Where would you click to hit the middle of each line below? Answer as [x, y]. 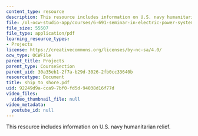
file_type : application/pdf [41, 34]
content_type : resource [35, 11]
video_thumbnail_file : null [46, 99]
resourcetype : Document [35, 77]
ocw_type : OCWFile [29, 55]
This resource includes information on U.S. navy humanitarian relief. [88, 127]
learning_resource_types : [38, 39]
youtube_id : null [33, 110]
